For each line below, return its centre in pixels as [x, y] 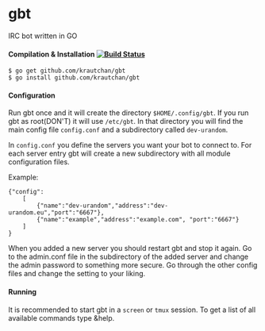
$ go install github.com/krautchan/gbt [74, 78]
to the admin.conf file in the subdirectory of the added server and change [129, 257]
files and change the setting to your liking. [77, 274]
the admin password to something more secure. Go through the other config [133, 265]
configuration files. [39, 162]
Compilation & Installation [52, 54]
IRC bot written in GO [43, 36]
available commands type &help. [61, 318]
